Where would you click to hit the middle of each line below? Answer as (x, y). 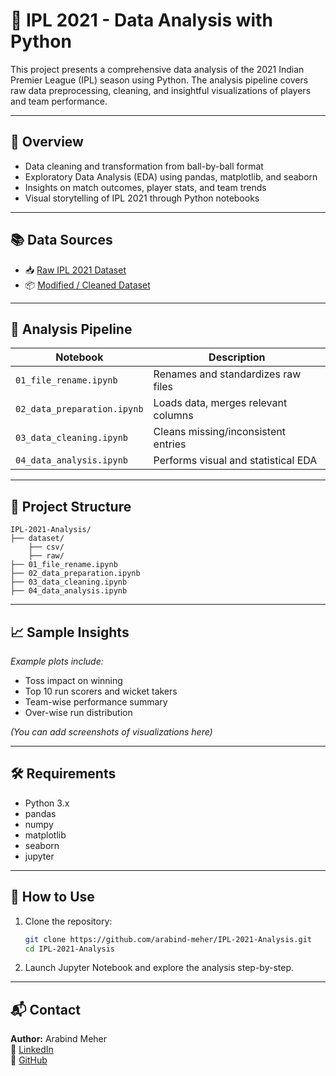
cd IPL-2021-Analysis (69, 949)
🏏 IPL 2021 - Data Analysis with (141, 20)
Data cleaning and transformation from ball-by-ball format (144, 166)
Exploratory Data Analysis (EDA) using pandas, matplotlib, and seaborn (171, 176)
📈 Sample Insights (70, 632)
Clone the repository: (68, 921)
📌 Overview (47, 142)
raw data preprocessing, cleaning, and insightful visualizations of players (161, 90)
